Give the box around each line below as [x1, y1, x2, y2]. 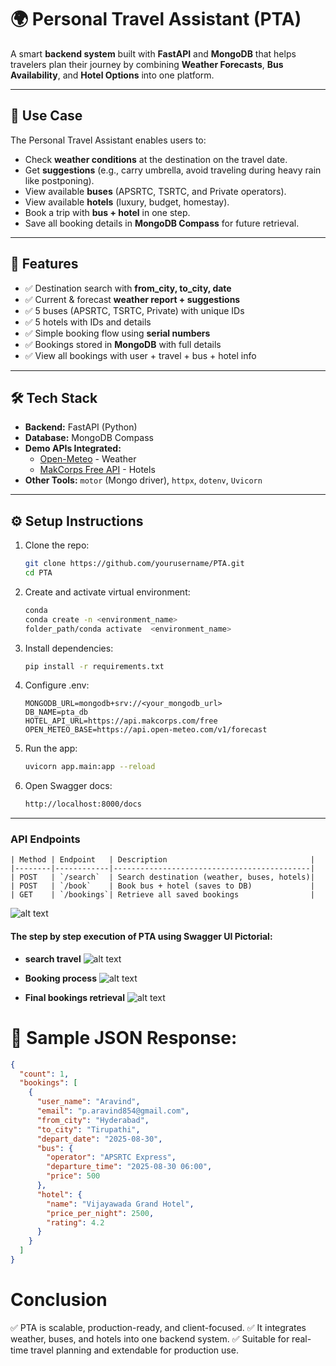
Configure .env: [24, 679, 90, 691]
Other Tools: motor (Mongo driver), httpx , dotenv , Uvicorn [24, 474, 263, 486]
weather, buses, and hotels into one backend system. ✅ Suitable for [10, 1332, 290, 1345]
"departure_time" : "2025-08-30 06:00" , [46, 1162, 213, 1172]
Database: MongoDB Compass [24, 432, 154, 444]
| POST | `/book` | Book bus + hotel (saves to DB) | [10, 881, 315, 891]
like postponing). [24, 174, 95, 186]
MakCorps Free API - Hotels [39, 464, 156, 476]
